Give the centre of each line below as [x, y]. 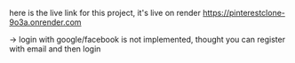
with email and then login [55, 49]
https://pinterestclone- [244, 13]
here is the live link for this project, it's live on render [105, 13]
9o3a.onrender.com [45, 22]
